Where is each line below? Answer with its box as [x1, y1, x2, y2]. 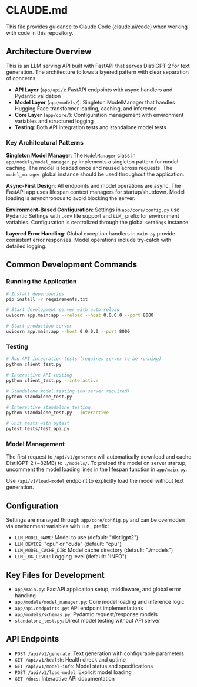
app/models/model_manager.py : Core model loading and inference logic [14, 598, 185, 605]
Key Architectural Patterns [6, 138, 84, 146]
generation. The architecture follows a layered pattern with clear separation [6, 68, 189, 76]
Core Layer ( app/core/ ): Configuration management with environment [14, 111, 184, 118]
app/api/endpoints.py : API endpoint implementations [14, 604, 143, 611]
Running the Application [6, 277, 77, 286]
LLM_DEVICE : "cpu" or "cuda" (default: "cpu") [14, 541, 122, 548]
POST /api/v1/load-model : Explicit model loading [14, 668, 132, 676]
